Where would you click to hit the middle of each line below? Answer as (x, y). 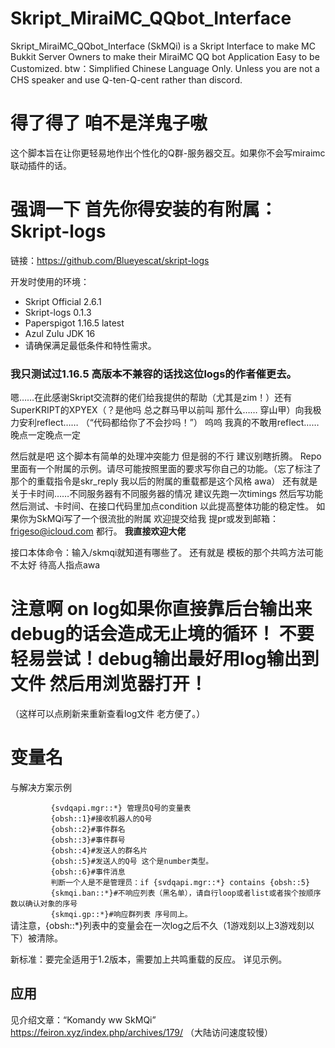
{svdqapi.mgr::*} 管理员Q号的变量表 (121, 808)
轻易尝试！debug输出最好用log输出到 (165, 659)
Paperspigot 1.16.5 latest (74, 323)
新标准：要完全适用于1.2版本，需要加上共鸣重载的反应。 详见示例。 (149, 959)
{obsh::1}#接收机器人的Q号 (101, 818)
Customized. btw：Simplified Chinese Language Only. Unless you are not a (165, 68)
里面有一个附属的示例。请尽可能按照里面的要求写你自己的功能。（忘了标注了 (166, 469)
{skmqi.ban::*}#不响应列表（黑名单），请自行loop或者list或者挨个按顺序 (186, 893)
